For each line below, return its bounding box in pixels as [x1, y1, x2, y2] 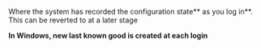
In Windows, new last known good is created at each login [8, 31, 208, 40]
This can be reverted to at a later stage [8, 15, 138, 25]
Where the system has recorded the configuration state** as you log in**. [8, 7, 253, 16]
